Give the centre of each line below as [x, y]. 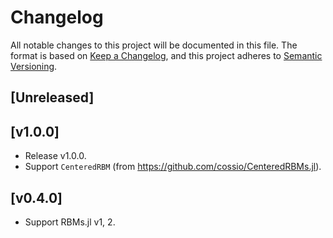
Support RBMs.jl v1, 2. [70, 222]
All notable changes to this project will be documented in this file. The [154, 45]
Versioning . [34, 66]
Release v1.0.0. [55, 156]
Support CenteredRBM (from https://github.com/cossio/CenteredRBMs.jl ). [173, 167]
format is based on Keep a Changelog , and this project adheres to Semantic [166, 55]
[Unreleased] [52, 97]
